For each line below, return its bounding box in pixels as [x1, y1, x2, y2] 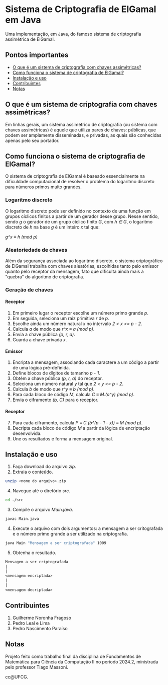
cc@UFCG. [5, 673, 29, 680]
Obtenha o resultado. [12, 550, 57, 556]
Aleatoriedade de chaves [5, 246, 68, 253]
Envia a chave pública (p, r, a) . [12, 331, 75, 338]
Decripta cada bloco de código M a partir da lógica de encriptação [12, 425, 150, 431]
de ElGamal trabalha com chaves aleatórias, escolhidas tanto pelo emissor [5, 263, 159, 269]
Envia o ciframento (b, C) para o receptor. [12, 397, 99, 403]
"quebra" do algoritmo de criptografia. [5, 273, 84, 280]
